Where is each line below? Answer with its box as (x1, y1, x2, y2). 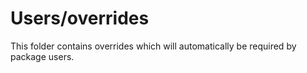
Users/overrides (10, 7, 150, 30)
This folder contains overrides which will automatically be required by (10, 40, 297, 52)
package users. (10, 50, 75, 62)
